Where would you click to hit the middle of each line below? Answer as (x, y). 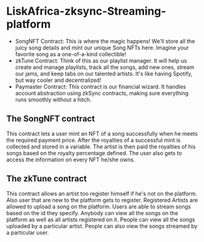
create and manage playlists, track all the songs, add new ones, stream (104, 67)
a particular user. (27, 232)
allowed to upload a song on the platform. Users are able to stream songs (99, 207)
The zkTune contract (47, 179)
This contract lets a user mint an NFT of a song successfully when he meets (102, 133)
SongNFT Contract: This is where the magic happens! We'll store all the (105, 41)
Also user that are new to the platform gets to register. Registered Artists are (102, 200)
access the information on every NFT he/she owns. (71, 159)
